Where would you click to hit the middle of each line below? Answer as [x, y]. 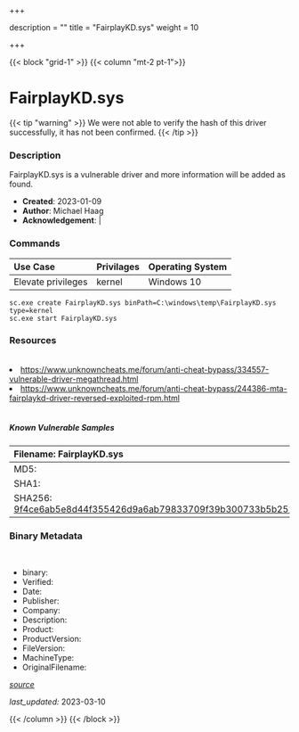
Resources [33, 341]
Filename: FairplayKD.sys [69, 454]
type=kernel [31, 310]
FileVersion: [44, 648]
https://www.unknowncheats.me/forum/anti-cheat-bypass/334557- [145, 369]
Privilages [118, 267]
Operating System [188, 267]
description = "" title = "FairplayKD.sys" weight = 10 [104, 27]
